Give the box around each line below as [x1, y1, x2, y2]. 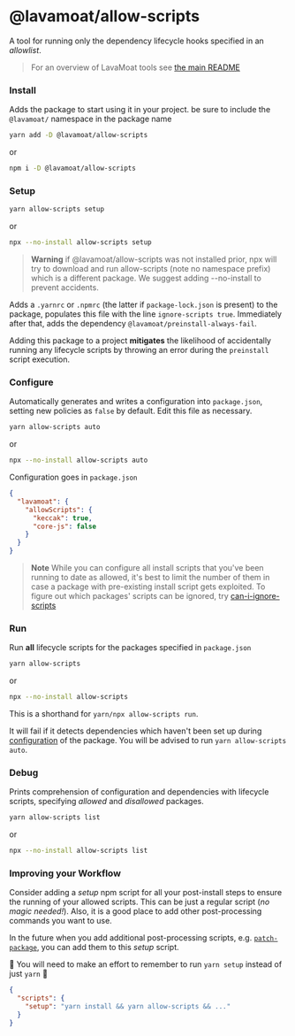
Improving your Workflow [9, 867, 122, 879]
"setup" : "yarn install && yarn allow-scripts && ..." [25, 1002, 231, 1011]
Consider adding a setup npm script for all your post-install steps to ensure [9, 887, 283, 898]
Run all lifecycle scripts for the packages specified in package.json [9, 642, 252, 653]
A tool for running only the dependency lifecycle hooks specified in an [9, 35, 265, 46]
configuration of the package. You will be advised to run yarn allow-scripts [9, 735, 287, 746]
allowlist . [9, 44, 42, 55]
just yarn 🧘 [9, 969, 49, 979]
